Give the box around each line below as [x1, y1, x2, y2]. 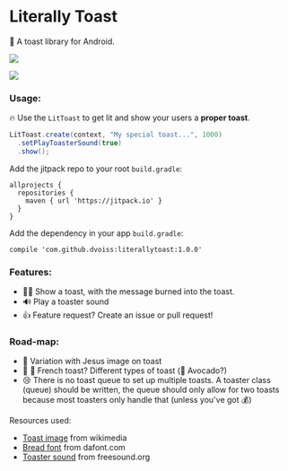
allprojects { [9, 180, 63, 189]
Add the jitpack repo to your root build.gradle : [9, 163, 182, 174]
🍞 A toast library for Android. [9, 36, 115, 47]
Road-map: [9, 336, 60, 348]
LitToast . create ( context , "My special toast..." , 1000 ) [9, 130, 223, 140]
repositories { [17, 188, 74, 197]
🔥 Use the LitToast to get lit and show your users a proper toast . [9, 112, 251, 123]
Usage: [9, 92, 42, 104]
